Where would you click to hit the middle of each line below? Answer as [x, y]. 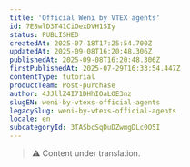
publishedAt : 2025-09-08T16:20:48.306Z [85, 60]
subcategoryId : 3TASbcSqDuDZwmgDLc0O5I [85, 128]
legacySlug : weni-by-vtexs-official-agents [93, 111]
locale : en [30, 119]
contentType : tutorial [52, 77]
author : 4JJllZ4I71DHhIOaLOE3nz [70, 93]
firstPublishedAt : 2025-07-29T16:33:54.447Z [95, 69]
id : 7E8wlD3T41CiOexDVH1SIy [63, 26]
